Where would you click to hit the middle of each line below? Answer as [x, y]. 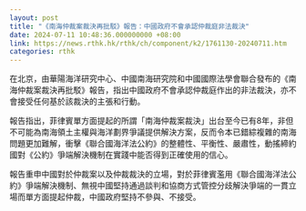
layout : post [34, 18]
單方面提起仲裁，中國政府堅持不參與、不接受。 [113, 197]
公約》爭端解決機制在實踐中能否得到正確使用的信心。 [133, 155]
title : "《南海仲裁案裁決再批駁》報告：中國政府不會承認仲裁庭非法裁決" [130, 26]
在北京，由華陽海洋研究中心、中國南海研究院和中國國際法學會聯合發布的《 [149, 79]
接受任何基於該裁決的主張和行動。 [81, 102]
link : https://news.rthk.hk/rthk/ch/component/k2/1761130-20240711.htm [148, 43]
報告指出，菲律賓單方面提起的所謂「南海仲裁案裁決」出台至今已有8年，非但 [152, 121]
